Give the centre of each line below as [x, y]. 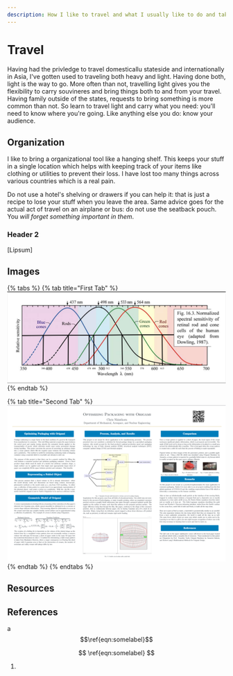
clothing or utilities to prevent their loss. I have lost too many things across [113, 174]
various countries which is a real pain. [61, 181]
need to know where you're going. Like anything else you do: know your [110, 113]
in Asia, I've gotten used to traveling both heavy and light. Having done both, [116, 76]
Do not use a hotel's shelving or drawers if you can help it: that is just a [109, 195]
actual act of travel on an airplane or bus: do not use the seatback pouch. [112, 209]
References [33, 612]
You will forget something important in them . [71, 217]
